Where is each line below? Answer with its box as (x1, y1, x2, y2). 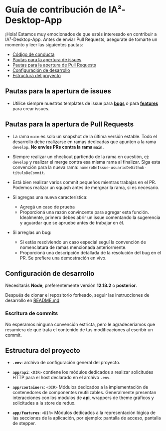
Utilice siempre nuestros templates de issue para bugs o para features (12, 100, 159, 106)
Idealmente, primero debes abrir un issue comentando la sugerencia (19, 214, 161, 220)
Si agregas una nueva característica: (12, 194, 88, 200)
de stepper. (12, 421, 36, 427)
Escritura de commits (5, 310, 58, 317)
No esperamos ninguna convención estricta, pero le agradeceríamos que (5, 321, 156, 327)
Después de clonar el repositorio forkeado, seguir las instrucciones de (5, 292, 150, 298)
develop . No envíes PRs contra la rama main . (12, 144, 104, 150)
